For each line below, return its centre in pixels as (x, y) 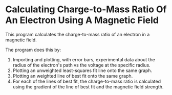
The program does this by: (33, 50)
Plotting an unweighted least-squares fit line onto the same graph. (82, 70)
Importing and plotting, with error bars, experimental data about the (84, 59)
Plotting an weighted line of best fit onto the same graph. (73, 76)
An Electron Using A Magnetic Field (82, 20)
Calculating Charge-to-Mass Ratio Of (86, 9)
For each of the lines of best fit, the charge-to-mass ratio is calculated (87, 81)
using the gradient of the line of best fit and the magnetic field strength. (88, 87)
